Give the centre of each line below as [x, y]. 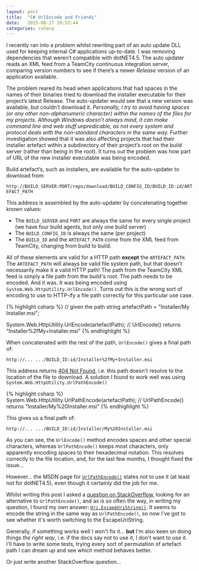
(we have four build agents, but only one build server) [80, 227]
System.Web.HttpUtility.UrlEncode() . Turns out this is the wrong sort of [94, 289]
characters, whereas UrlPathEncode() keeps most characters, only [87, 446]
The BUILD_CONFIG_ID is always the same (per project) [80, 233]
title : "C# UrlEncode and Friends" [51, 17]
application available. [32, 77]
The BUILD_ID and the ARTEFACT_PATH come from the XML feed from [97, 240]
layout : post [22, 12]
